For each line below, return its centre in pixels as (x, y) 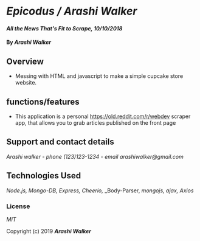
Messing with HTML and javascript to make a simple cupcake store (99, 76)
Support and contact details (60, 142)
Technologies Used (43, 176)
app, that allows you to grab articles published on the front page (95, 123)
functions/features (43, 102)
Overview (25, 61)
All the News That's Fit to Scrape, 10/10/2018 (64, 28)
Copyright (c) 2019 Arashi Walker (49, 231)
